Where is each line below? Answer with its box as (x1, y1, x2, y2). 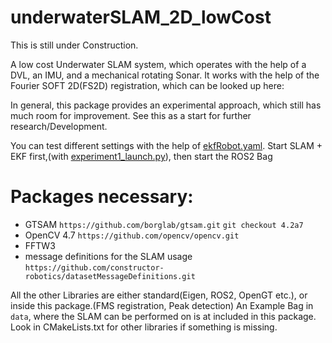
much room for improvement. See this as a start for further (10, 109, 252, 121)
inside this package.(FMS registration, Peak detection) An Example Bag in (10, 299, 314, 311)
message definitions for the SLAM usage (24, 250, 193, 262)
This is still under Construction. (10, 39, 139, 51)
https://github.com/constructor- (24, 262, 165, 273)
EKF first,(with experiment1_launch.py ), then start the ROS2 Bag (10, 150, 273, 162)
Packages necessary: (10, 186, 194, 208)
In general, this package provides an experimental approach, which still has (10, 99, 322, 111)
